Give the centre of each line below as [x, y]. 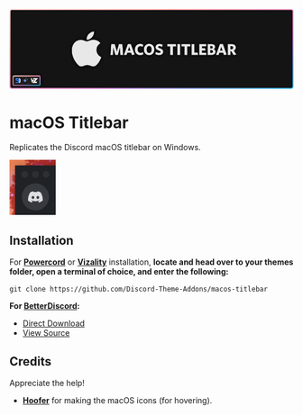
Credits [31, 361]
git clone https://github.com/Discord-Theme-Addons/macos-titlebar [139, 289]
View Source [46, 333]
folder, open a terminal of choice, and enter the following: [119, 272]
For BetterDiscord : [45, 306]
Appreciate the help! [47, 383]
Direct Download [54, 323]
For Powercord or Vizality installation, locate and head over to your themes [151, 262]
